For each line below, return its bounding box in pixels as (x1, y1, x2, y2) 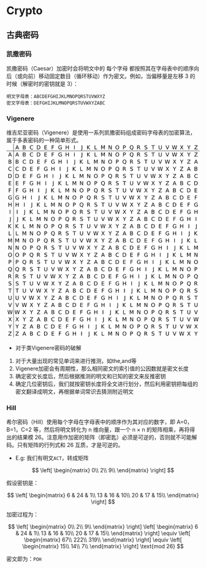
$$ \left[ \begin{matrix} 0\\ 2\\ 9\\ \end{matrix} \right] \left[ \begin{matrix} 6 (8, 523, 198, 531)
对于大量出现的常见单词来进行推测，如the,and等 (15, 357, 137, 365)
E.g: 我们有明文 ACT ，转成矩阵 (15, 454, 89, 462)
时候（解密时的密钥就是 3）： (6, 80, 78, 87)
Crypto (6, 4, 43, 18)
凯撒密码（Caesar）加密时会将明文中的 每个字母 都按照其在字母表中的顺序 (6, 64, 194, 72)
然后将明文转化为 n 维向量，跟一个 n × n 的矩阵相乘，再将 (44, 426, 190, 434)
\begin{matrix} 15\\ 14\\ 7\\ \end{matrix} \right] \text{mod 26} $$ (22, 543, 184, 550)
